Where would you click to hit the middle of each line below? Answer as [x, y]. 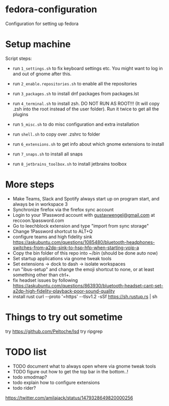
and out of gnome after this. [42, 74]
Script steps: [19, 58]
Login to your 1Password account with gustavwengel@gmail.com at [84, 215]
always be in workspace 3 [40, 204]
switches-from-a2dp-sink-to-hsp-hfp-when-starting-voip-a [76, 247]
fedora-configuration [51, 9]
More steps [30, 185]
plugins [20, 114]
